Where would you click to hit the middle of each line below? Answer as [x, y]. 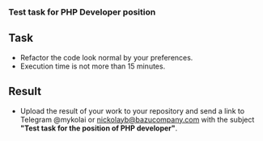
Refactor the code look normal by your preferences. [106, 57]
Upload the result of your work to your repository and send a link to [132, 110]
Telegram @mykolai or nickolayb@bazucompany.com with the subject [137, 119]
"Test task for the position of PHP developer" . [99, 128]
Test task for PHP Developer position [82, 12]
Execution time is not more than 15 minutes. [93, 66]
